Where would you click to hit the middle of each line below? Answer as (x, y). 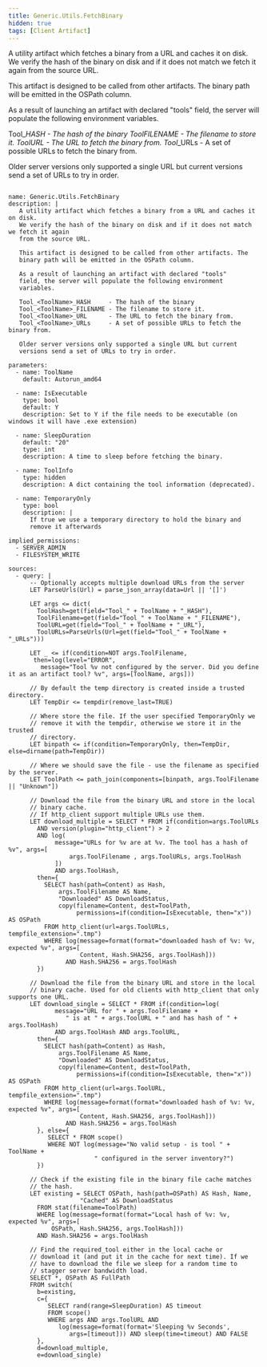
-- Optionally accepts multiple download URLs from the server (137, 583)
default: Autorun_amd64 (62, 379)
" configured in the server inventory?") (164, 1159)
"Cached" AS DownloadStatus (126, 1201)
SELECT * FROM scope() (86, 1138)
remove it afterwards (66, 527)
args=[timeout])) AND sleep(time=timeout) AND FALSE (159, 1334)
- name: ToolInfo (44, 471)
